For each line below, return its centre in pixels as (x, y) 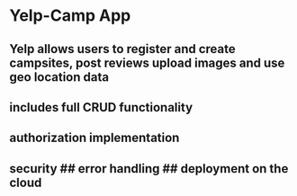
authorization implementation (94, 138)
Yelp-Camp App (70, 16)
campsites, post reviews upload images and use (147, 62)
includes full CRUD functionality (101, 107)
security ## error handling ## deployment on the (149, 169)
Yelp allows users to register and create (122, 49)
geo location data (59, 77)
